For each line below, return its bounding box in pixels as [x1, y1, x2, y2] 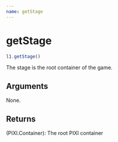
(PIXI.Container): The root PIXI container [6, 130, 104, 137]
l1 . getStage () [6, 54, 41, 60]
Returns [6, 114, 36, 124]
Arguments [6, 81, 49, 91]
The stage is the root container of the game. [6, 64, 113, 71]
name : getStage [6, 8, 43, 15]
